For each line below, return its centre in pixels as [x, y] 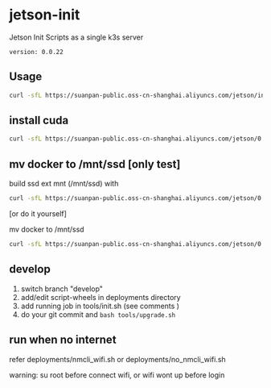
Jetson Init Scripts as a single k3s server [76, 37]
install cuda [39, 121]
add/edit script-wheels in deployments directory [101, 297]
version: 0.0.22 [36, 52]
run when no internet [63, 340]
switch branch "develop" [62, 289]
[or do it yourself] [38, 214]
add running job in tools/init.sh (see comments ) [100, 306]
